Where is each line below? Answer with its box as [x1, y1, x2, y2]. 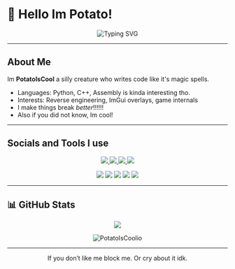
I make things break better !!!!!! [17, 103, 104, 111]
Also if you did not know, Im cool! [17, 110, 113, 119]
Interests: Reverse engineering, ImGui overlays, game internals [17, 96, 198, 104]
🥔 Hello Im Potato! [7, 6, 113, 22]
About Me [7, 56, 51, 68]
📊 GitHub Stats [7, 198, 76, 210]
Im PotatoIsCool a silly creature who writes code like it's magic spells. [7, 75, 210, 83]
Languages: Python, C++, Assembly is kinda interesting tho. [17, 88, 190, 96]
